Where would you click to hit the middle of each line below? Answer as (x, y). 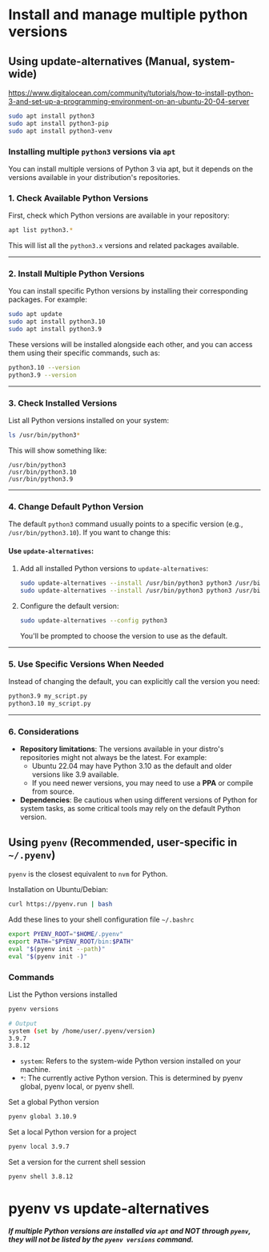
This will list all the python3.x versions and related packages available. (124, 246)
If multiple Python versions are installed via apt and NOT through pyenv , (130, 1230)
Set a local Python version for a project (72, 1132)
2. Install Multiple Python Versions (76, 274)
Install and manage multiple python (128, 15)
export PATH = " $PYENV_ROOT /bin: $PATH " (71, 942)
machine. (35, 1070)
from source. (53, 792)
